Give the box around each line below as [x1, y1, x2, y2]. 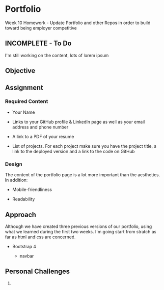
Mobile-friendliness [12, 187, 52, 193]
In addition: [5, 177, 28, 183]
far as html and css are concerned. [5, 234, 76, 240]
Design [5, 161, 23, 167]
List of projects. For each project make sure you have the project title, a [12, 143, 157, 149]
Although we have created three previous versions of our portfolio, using [5, 223, 152, 229]
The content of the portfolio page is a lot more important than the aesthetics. [5, 172, 160, 178]
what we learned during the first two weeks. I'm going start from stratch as [5, 228, 157, 234]
